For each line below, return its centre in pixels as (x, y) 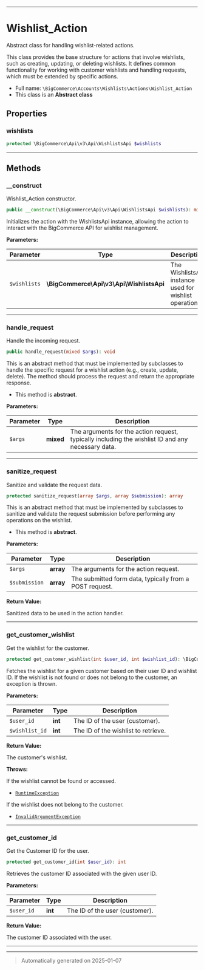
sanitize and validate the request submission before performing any (91, 514)
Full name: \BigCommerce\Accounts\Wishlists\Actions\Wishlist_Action (104, 88)
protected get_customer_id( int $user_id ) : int (66, 862)
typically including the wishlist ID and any (129, 439)
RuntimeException (37, 793)
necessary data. (93, 447)
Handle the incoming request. (43, 341)
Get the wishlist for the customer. (48, 648)
